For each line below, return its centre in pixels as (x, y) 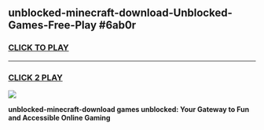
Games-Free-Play (52, 26)
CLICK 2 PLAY (35, 77)
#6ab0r (117, 26)
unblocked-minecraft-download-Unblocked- (121, 13)
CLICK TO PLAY (38, 48)
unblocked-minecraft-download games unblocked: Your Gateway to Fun (129, 109)
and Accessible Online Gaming (59, 117)
